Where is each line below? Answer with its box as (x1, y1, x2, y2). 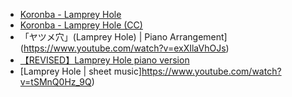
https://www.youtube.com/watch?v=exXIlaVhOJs (23, 42, 227, 54)
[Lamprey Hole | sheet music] (19, 65, 142, 77)
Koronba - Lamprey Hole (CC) (19, 19, 143, 31)
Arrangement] (169, 31, 228, 43)
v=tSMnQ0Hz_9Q (19, 76, 92, 88)
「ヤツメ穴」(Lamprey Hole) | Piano (19, 31, 168, 43)
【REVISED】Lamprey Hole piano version (19, 54, 190, 66)
